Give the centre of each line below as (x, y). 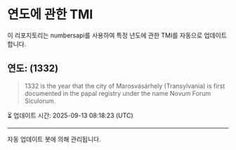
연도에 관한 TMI (50, 14)
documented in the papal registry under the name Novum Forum (118, 93)
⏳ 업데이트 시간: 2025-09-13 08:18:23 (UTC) (70, 115)
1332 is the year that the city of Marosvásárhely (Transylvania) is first (125, 86)
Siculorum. (40, 101)
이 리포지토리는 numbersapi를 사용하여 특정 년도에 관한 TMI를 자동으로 (105, 35)
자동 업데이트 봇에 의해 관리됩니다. (54, 139)
